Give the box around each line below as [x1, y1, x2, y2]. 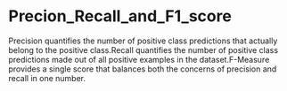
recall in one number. [8, 72, 86, 83]
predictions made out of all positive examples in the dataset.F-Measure [8, 54, 270, 64]
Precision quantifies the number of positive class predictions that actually [8, 35, 278, 46]
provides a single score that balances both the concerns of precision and [8, 64, 277, 74]
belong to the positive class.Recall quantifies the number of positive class [8, 44, 278, 55]
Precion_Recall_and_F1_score [8, 6, 233, 27]
